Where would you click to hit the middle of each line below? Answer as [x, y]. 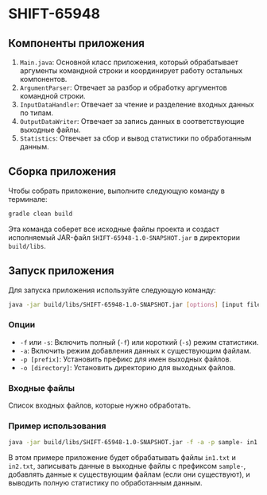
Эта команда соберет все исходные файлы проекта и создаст [114, 229]
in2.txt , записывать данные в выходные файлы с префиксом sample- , [127, 466]
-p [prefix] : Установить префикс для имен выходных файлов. [126, 359]
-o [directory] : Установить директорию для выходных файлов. [128, 367]
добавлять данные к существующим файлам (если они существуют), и [129, 474]
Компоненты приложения [77, 43]
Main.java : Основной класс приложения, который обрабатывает [129, 62]
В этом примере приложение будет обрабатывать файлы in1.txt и [122, 458]
